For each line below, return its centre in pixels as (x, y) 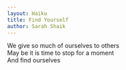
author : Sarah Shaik (37, 26)
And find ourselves (34, 60)
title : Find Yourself (38, 20)
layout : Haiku (27, 13)
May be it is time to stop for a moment (61, 53)
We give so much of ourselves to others (63, 46)
